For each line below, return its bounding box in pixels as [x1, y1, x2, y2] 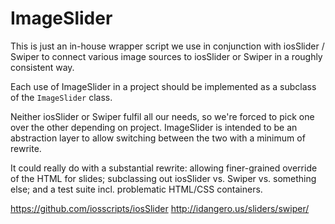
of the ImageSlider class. [10, 91, 113, 103]
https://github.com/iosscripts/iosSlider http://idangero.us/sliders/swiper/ [10, 202, 310, 214]
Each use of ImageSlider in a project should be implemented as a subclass [10, 80, 317, 92]
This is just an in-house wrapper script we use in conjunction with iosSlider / [10, 40, 325, 52]
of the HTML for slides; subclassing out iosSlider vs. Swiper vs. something [10, 172, 317, 184]
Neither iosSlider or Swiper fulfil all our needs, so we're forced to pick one [10, 110, 315, 122]
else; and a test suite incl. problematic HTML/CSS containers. [10, 183, 263, 195]
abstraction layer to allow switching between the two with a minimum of [10, 132, 306, 144]
